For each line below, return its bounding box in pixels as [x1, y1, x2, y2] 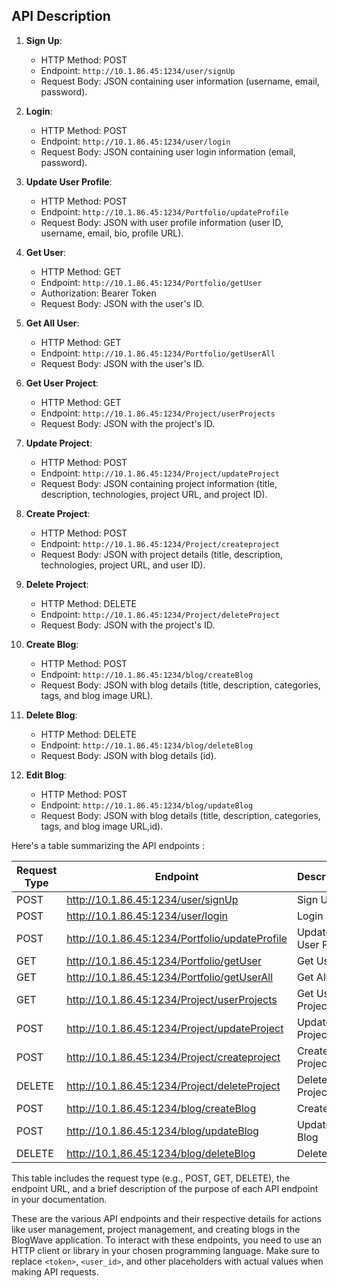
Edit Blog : [25, 769, 67, 781]
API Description [11, 8, 111, 25]
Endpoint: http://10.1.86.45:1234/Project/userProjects [40, 407, 276, 419]
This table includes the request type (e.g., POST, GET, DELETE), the [11, 1172, 291, 1184]
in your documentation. [11, 1193, 108, 1205]
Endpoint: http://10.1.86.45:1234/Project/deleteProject [40, 608, 281, 620]
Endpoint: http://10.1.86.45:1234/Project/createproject [40, 537, 281, 549]
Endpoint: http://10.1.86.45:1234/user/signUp [40, 64, 236, 76]
